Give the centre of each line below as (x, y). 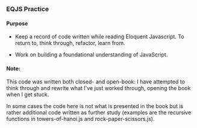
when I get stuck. (28, 94)
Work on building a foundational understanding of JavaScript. (91, 55)
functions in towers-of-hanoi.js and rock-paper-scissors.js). (80, 119)
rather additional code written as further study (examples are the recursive (99, 112)
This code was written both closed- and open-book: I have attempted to (96, 82)
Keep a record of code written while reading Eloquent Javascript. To (100, 37)
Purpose (17, 23)
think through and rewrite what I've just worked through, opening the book (98, 88)
